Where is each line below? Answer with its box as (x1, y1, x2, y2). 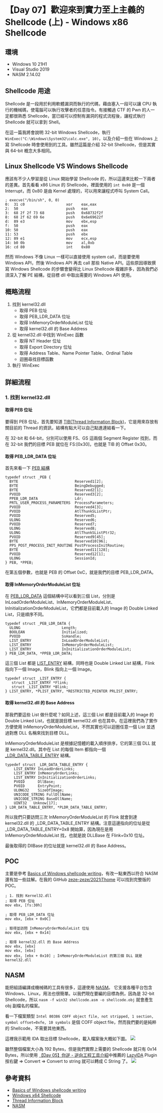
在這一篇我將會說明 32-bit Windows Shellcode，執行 (5, 129, 111, 135)
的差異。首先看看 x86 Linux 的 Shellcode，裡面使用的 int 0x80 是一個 (5, 181, 145, 188)
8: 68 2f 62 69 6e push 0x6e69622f (5, 215, 104, 219)
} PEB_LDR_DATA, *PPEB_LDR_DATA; (5, 651, 73, 656)
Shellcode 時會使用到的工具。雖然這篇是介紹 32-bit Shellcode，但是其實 (10, 141, 156, 147)
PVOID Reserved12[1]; (9, 552, 106, 556)
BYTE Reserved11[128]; (9, 547, 110, 553)
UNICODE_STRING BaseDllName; (14, 796, 73, 801)
